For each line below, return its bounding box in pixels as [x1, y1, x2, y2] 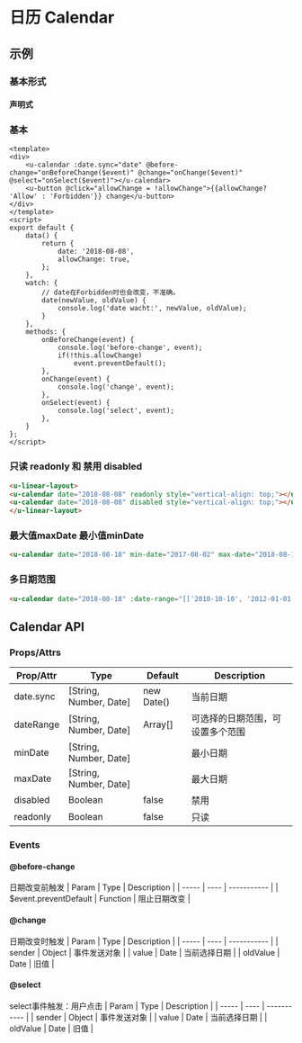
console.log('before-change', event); [57, 343, 203, 353]
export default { [9, 223, 75, 233]
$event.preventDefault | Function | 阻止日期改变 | [9, 894, 191, 904]
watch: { [25, 279, 58, 288]
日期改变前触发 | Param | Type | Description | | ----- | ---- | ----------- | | [9, 882, 279, 893]
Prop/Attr [16, 670, 58, 682]
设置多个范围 [191, 725, 245, 738]
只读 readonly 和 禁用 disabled [9, 460, 143, 472]
